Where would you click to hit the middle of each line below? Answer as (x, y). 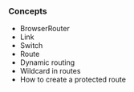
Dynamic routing (47, 62)
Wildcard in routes (50, 71)
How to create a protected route (73, 80)
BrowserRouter (45, 29)
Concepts (28, 11)
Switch (31, 46)
